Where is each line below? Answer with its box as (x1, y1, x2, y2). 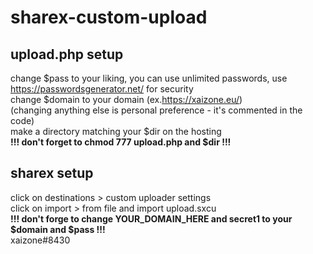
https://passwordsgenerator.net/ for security (10, 83, 194, 95)
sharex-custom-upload (10, 6, 208, 29)
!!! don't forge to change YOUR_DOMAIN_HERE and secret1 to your (10, 212, 293, 225)
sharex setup (10, 165, 94, 182)
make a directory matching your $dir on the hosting (10, 126, 222, 137)
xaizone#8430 (10, 234, 71, 246)
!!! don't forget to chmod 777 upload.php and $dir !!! (10, 136, 232, 148)
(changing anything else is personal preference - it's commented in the (10, 104, 303, 116)
